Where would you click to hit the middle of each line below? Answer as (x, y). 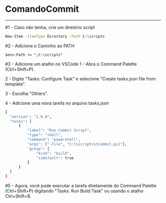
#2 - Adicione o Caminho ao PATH (40, 46)
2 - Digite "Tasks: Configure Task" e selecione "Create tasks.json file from (81, 79)
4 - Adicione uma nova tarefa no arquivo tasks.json (57, 103)
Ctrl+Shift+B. (19, 196)
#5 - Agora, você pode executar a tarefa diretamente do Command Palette (81, 185)
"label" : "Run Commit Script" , (59, 131)
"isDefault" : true (55, 158)
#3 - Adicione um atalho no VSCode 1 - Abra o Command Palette (71, 64)
